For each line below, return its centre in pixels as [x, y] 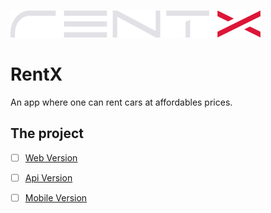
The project [47, 133]
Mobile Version [56, 197]
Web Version [51, 157]
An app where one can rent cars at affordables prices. [121, 102]
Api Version [48, 177]
